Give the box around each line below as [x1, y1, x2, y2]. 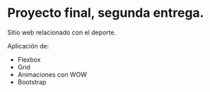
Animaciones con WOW [17, 70, 87, 79]
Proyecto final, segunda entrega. [7, 5, 204, 21]
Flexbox [17, 55, 41, 64]
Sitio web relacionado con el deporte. [7, 28, 117, 37]
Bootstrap [17, 77, 47, 86]
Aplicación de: [7, 41, 49, 50]
